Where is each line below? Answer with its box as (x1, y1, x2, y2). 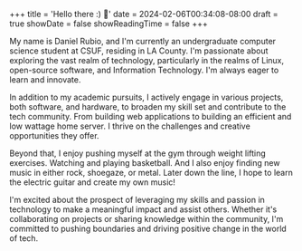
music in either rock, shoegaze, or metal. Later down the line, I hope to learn (9, 168, 294, 178)
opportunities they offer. (9, 130, 99, 140)
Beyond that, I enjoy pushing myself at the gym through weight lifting (9, 148, 267, 159)
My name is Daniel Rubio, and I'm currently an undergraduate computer (9, 36, 277, 46)
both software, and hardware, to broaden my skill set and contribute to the (9, 101, 287, 112)
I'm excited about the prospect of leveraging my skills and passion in (9, 195, 265, 205)
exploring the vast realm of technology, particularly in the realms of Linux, (9, 55, 285, 65)
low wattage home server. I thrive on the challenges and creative (9, 121, 250, 131)
